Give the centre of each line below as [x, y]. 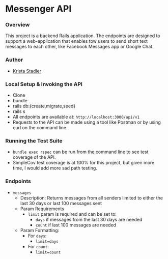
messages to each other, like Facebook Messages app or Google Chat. [79, 47]
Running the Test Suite [34, 141]
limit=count [48, 252]
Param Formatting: [40, 230]
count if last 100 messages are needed [76, 225]
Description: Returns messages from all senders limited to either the [91, 198]
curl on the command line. [40, 128]
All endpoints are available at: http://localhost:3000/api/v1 [76, 117]
